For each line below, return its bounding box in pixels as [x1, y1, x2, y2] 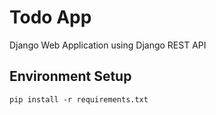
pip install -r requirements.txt [9, 94, 149, 105]
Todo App [9, 6, 92, 29]
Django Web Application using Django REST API [9, 39, 207, 51]
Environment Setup [9, 68, 132, 85]
